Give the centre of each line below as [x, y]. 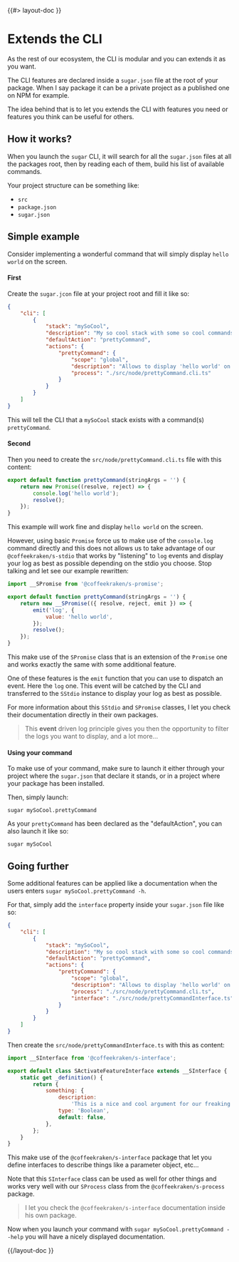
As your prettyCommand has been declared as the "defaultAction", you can [115, 824]
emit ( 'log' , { [54, 610]
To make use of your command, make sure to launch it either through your [116, 769]
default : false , [82, 1117]
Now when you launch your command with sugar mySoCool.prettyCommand [116, 1229]
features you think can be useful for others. [71, 116]
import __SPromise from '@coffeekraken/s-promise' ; [85, 584]
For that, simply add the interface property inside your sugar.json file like [116, 905]
